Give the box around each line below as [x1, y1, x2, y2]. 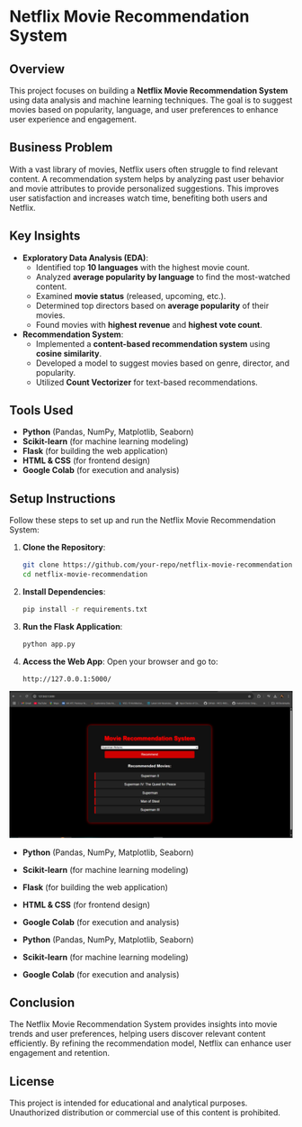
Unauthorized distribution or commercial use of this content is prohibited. [9, 1107, 281, 1118]
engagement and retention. [9, 1048, 111, 1059]
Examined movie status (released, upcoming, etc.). [35, 290, 226, 301]
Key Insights [9, 228, 81, 244]
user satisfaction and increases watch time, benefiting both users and [9, 192, 268, 204]
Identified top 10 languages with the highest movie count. [35, 261, 250, 272]
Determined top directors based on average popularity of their [35, 300, 270, 311]
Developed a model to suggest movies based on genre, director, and [35, 358, 290, 368]
